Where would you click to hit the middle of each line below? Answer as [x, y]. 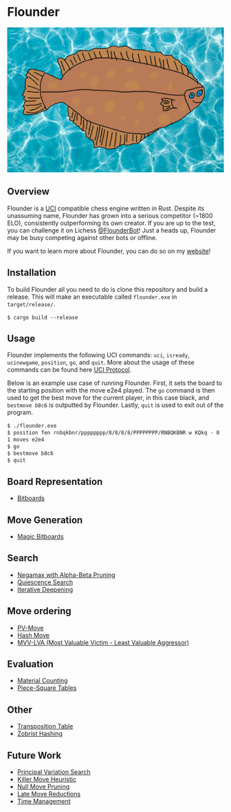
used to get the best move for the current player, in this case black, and [108, 398]
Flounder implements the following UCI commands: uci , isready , [99, 355]
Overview [29, 191]
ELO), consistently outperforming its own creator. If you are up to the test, [111, 223]
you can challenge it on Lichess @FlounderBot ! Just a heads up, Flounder [112, 230]
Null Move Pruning [43, 786]
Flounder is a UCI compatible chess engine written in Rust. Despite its [106, 208]
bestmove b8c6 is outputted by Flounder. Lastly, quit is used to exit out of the [115, 405]
